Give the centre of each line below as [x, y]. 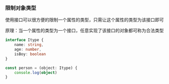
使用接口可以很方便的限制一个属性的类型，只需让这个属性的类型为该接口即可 [84, 20]
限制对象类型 [21, 8]
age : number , [28, 50]
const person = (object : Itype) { [41, 68]
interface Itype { [24, 40]
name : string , [29, 45]
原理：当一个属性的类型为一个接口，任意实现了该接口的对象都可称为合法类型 [84, 31]
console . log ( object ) [36, 72]
